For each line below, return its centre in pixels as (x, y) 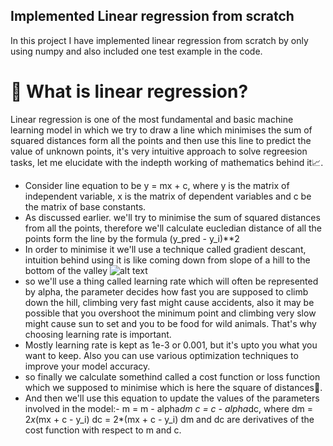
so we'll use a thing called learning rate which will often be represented (171, 281)
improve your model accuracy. (87, 366)
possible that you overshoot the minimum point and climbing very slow (170, 313)
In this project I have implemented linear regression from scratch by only (159, 40)
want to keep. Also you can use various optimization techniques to (161, 355)
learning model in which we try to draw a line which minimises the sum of (161, 130)
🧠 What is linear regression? (129, 91)
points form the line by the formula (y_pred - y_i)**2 (132, 238)
